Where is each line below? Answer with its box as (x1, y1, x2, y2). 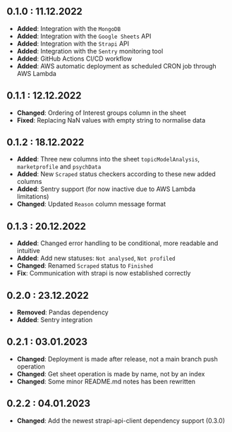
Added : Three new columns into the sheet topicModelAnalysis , (16, 155, 200, 163)
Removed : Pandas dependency (16, 308, 109, 316)
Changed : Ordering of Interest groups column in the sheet (16, 109, 186, 117)
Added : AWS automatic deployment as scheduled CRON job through (16, 61, 216, 70)
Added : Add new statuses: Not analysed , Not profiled (16, 254, 176, 263)
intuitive (16, 247, 40, 255)
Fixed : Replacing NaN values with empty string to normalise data (16, 116, 206, 124)
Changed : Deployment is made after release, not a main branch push (16, 354, 218, 363)
